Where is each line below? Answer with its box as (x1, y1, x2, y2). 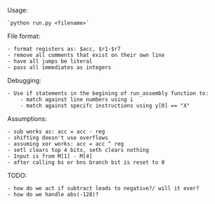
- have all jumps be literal (7, 58, 93, 65)
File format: (7, 32, 41, 40)
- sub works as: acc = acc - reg (7, 128, 105, 135)
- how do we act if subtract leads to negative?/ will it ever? (7, 185, 200, 192)
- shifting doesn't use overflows (7, 134, 109, 141)
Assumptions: (7, 115, 47, 122)
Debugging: (7, 77, 41, 84)
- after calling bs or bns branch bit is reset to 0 (7, 159, 165, 166)
